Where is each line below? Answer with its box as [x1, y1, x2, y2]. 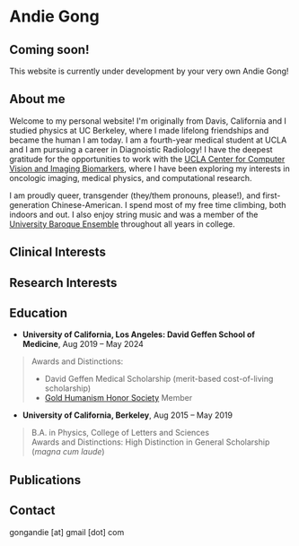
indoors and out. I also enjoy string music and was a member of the [9, 209, 259, 220]
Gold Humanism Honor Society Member [44, 393, 193, 403]
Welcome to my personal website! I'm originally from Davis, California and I [9, 115, 287, 126]
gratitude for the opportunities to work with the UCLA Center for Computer [9, 153, 286, 164]
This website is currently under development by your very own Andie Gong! [9, 65, 289, 76]
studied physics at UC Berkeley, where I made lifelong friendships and [9, 125, 269, 135]
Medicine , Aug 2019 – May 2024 [22, 339, 144, 350]
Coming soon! [9, 42, 90, 57]
